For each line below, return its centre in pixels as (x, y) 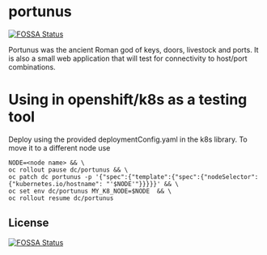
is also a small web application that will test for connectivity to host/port (128, 58)
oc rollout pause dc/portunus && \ (68, 170)
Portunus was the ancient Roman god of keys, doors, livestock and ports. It (133, 49)
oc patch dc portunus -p (50, 176)
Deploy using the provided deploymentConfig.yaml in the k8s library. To (128, 139)
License (29, 223)
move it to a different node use (59, 147)
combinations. (32, 66)
